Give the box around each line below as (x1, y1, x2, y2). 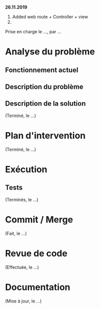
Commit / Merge (5, 214, 73, 225)
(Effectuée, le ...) (5, 264, 39, 270)
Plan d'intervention (5, 130, 86, 141)
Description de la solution (5, 99, 86, 108)
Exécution (5, 164, 48, 175)
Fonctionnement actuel (5, 65, 78, 74)
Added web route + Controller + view (12, 14, 88, 19)
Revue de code (5, 247, 68, 259)
